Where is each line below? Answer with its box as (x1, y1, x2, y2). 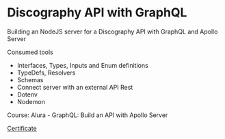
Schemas (16, 75, 44, 84)
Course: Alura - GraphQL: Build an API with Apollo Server (7, 111, 168, 119)
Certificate (7, 124, 38, 132)
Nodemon (16, 97, 46, 105)
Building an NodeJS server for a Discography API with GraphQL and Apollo (7, 27, 218, 36)
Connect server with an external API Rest (16, 83, 133, 91)
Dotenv (16, 90, 38, 99)
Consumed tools (7, 48, 53, 56)
